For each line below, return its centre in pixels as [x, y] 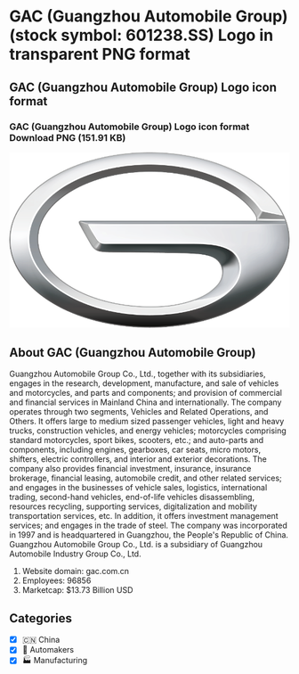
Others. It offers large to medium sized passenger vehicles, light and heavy [147, 422]
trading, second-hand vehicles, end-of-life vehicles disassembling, [132, 497]
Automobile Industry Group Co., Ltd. [75, 554]
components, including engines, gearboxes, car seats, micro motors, [135, 450]
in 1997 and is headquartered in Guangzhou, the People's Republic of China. [149, 535]
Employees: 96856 [57, 580]
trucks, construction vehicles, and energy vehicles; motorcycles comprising [148, 431]
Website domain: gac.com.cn [76, 571]
